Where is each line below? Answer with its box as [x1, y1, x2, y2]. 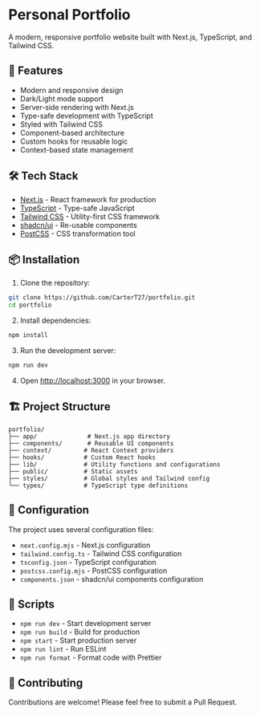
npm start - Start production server [19, 636, 137, 645]
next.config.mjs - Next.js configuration [19, 540, 151, 550]
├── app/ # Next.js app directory [8, 432, 171, 441]
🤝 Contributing [8, 676, 83, 689]
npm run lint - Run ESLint [19, 644, 107, 654]
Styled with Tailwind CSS [19, 119, 103, 129]
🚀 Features [8, 64, 63, 78]
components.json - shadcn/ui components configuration [19, 574, 204, 583]
